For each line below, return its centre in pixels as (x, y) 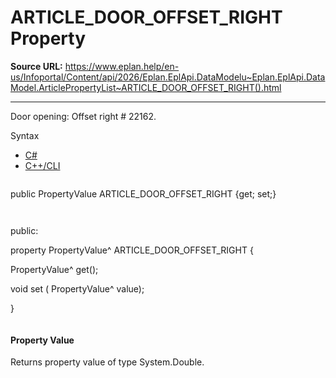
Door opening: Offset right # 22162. (83, 116)
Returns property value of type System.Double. (107, 362)
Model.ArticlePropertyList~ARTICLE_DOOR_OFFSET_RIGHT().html (146, 87)
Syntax (25, 135)
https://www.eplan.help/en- (122, 66)
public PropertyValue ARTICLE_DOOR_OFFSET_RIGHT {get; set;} (143, 193)
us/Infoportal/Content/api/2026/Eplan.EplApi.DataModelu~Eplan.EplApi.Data (168, 77)
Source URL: (36, 66)
